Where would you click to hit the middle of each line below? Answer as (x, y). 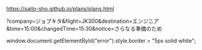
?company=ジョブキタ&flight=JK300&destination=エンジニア (83, 21)
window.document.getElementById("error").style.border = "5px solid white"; (101, 41)
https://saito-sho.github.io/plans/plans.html (60, 9)
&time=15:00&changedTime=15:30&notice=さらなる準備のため (84, 29)
